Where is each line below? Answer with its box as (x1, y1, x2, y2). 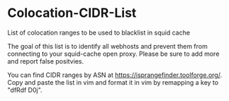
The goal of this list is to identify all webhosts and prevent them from (7, 42, 208, 50)
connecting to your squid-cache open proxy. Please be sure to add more (7, 49, 220, 58)
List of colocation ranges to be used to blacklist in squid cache (7, 28, 190, 37)
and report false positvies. (7, 57, 84, 65)
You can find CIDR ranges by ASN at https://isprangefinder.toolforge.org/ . (7, 71, 222, 79)
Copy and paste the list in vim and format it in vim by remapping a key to (7, 78, 218, 86)
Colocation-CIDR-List (7, 5, 137, 21)
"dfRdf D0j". (7, 85, 43, 94)
